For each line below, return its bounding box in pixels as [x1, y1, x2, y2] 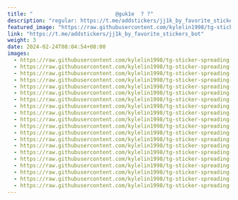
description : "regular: [7, 17, 78, 24]
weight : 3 [7, 37, 37, 44]
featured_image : [7, 23, 55, 30]
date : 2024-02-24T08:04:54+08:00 [7, 43, 106, 50]
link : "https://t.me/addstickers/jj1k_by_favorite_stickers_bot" [7, 30, 204, 38]
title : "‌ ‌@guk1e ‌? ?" [7, 10, 154, 18]
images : [7, 50, 30, 57]
